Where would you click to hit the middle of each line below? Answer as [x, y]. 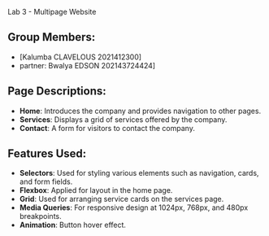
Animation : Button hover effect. [73, 225]
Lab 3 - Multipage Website [52, 12]
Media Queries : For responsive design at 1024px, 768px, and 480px [134, 208]
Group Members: [52, 37]
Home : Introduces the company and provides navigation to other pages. [140, 111]
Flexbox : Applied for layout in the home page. [96, 190]
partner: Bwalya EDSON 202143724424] [87, 65]
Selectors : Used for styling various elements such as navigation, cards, [139, 173]
